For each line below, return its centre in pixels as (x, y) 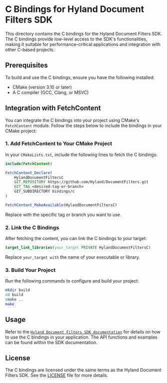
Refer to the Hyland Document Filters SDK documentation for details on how (83, 331)
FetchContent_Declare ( (29, 173)
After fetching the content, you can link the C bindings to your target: (76, 238)
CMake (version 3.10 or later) (42, 87)
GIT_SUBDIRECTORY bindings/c (44, 191)
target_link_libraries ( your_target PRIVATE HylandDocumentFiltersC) (78, 248)
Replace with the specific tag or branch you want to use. (63, 214)
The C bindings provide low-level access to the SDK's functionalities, (76, 39)
